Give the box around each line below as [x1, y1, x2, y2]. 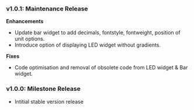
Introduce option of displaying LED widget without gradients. [14, 41, 161, 48]
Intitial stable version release [14, 98, 84, 105]
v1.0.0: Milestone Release [6, 85, 81, 93]
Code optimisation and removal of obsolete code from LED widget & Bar [14, 64, 188, 71]
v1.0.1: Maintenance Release [6, 5, 88, 13]
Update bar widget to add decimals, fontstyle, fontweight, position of [14, 29, 181, 36]
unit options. [14, 36, 45, 42]
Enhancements [6, 18, 44, 25]
